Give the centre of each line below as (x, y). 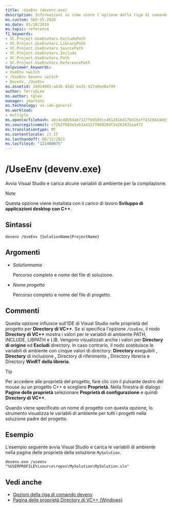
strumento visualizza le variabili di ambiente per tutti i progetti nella (76, 413)
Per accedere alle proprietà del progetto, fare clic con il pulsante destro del (84, 381)
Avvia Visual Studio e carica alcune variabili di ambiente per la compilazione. (86, 183)
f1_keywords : (19, 34)
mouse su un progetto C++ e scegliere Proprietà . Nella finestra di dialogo (83, 387)
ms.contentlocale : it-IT (32, 134)
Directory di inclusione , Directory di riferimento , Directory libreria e (78, 356)
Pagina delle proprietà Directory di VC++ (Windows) (68, 500)
